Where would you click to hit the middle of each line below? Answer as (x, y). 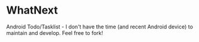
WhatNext (32, 10)
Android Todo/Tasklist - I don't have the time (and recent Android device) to (100, 27)
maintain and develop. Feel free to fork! (55, 33)
